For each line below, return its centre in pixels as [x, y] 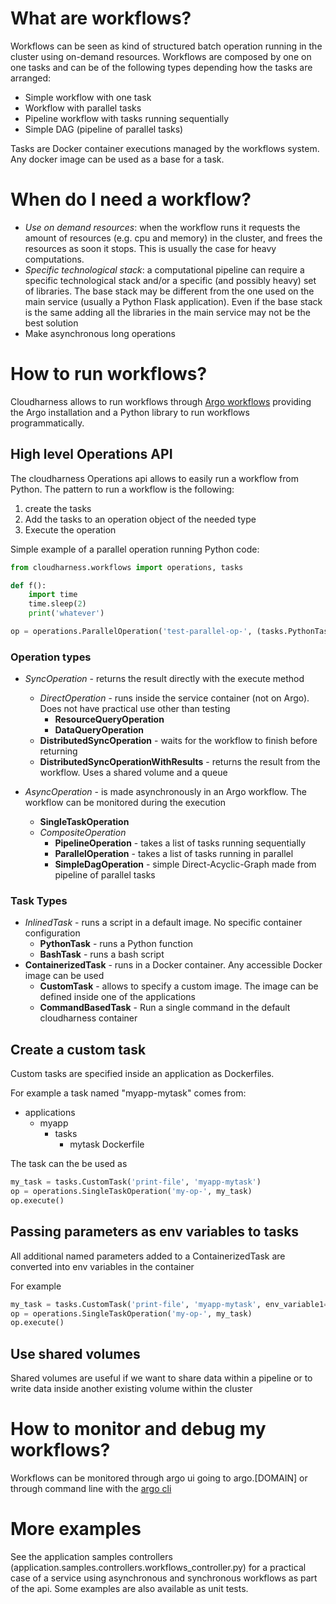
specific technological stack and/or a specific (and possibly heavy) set [170, 280]
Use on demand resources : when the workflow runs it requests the [162, 227]
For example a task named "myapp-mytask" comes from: [128, 1093]
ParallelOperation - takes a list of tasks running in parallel [174, 854]
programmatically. [47, 423]
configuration [52, 933]
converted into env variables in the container [102, 1266]
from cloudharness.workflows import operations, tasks [127, 567]
